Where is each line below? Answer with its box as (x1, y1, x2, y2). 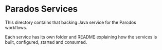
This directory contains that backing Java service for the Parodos (5, 19, 136, 25)
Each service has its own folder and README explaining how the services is (5, 34, 157, 40)
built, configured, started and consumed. (5, 39, 87, 45)
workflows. (5, 24, 28, 30)
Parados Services (5, 3, 78, 15)
